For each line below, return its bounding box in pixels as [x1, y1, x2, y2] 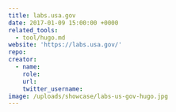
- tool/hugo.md [15, 33, 66, 42]
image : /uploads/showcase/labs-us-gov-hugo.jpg [8, 92, 169, 100]
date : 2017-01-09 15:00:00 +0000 [8, 19, 119, 27]
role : [22, 70, 41, 78]
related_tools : [8, 26, 59, 34]
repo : [8, 48, 26, 56]
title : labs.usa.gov [8, 11, 77, 20]
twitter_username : [22, 84, 83, 93]
